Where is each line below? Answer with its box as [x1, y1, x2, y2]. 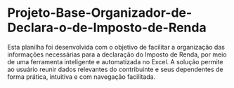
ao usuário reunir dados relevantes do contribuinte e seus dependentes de [7, 65, 223, 73]
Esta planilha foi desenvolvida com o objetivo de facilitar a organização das [7, 43, 225, 51]
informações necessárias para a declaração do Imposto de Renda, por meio [7, 50, 227, 59]
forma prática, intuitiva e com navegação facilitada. [7, 72, 156, 81]
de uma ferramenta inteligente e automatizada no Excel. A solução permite [7, 57, 223, 66]
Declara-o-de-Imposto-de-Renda [7, 20, 207, 36]
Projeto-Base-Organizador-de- [7, 5, 193, 21]
